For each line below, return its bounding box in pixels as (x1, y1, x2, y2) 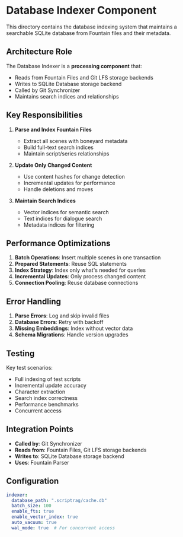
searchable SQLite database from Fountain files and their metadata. (6, 29, 171, 36)
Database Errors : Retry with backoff (14, 319, 104, 326)
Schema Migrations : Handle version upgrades (14, 331, 129, 338)
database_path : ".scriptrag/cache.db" (11, 497, 108, 503)
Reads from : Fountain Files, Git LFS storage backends (14, 446, 147, 453)
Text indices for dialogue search (23, 215, 102, 222)
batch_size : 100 (11, 503, 52, 509)
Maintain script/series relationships (23, 150, 110, 157)
